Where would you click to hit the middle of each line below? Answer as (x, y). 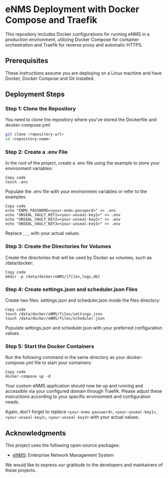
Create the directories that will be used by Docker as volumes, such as (79, 257)
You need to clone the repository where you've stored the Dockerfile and (81, 119)
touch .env (17, 182)
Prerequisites (27, 61)
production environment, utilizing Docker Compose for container (72, 39)
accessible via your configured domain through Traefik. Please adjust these (84, 391)
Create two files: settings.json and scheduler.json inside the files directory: (83, 300)
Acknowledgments (36, 433)
